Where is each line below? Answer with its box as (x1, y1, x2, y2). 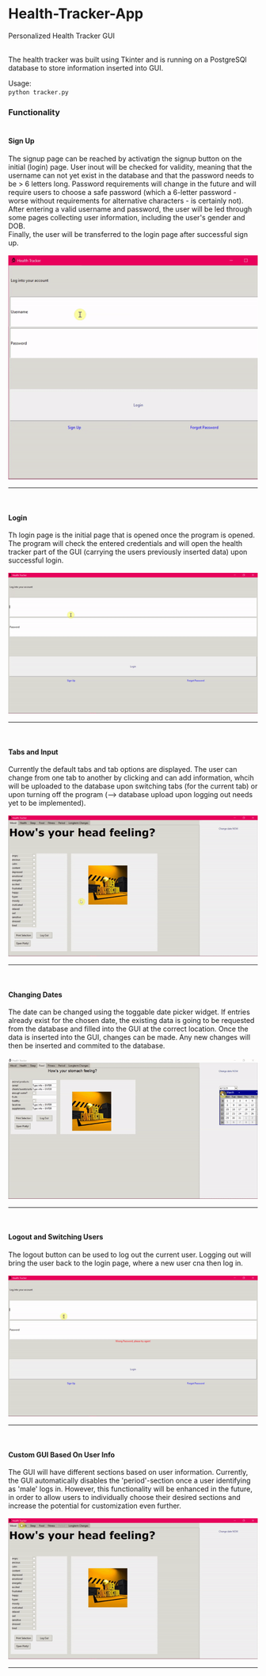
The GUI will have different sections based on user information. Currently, (8, 1468, 249, 1477)
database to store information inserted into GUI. (8, 63, 164, 72)
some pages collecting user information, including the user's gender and (8, 213, 245, 223)
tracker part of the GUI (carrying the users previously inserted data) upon (8, 548, 248, 557)
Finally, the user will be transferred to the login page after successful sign (8, 230, 248, 239)
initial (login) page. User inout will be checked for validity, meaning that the (8, 162, 253, 172)
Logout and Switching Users (8, 1232, 104, 1242)
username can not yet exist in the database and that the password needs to (8, 171, 255, 181)
